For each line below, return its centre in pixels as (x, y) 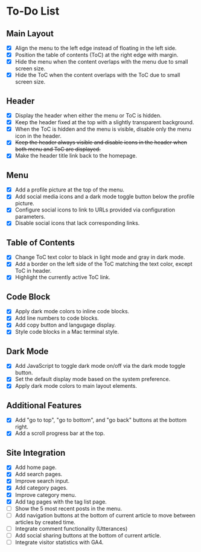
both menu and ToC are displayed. (58, 149)
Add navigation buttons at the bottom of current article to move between (105, 515)
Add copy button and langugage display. (65, 325)
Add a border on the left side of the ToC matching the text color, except (104, 264)
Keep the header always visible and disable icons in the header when (101, 142)
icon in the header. (38, 136)
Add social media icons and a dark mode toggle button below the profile (105, 197)
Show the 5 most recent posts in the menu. (69, 508)
